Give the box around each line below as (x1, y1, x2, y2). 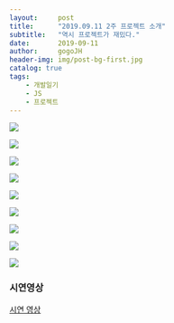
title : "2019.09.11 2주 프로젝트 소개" (9, 22, 167, 31)
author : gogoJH (9, 47, 83, 56)
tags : (9, 72, 30, 81)
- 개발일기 (25, 81, 59, 90)
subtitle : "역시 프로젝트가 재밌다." (9, 30, 141, 39)
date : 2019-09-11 (9, 38, 99, 48)
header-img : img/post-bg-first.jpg (9, 55, 143, 64)
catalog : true (9, 64, 63, 73)
